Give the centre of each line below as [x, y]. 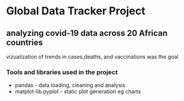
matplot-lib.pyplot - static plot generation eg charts [78, 91]
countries [24, 42]
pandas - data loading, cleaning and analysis [70, 85]
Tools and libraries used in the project [62, 72]
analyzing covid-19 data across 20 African [87, 33]
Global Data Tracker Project [76, 11]
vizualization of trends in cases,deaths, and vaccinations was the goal [92, 57]
